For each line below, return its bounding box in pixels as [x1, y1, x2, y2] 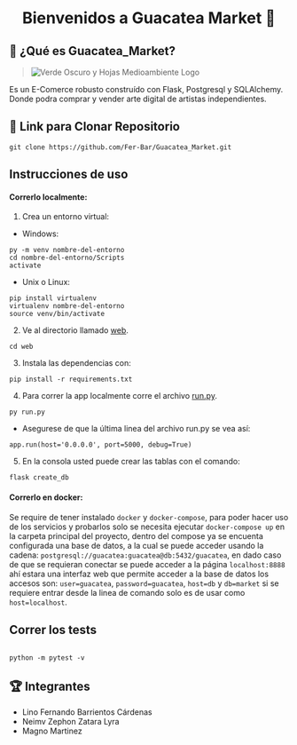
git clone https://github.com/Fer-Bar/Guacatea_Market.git [9, 142, 232, 152]
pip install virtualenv [9, 294, 98, 303]
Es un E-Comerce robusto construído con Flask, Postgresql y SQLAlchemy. [9, 84, 284, 94]
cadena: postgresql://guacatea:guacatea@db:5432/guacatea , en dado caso [9, 550, 282, 560]
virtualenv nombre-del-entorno [9, 302, 125, 311]
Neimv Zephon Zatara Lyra [21, 717, 120, 727]
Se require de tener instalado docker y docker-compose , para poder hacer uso [9, 511, 289, 522]
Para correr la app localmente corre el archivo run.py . [21, 391, 217, 401]
